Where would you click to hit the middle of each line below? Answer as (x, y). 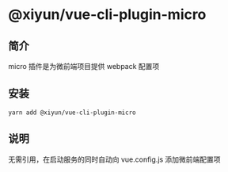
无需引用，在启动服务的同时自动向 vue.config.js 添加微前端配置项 (114, 159)
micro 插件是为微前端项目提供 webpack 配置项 (84, 66)
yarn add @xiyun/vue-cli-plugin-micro (72, 113)
